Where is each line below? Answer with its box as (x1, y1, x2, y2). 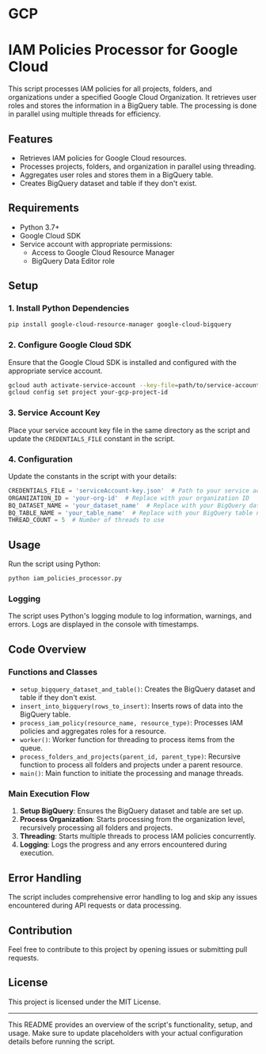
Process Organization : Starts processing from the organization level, (19, 815, 245, 824)
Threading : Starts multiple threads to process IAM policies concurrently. (19, 831, 256, 841)
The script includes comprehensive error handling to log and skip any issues (8, 892, 257, 902)
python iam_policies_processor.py (8, 575, 123, 583)
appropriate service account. (8, 366, 103, 375)
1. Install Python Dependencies (8, 303, 130, 314)
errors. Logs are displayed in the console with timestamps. (8, 619, 199, 630)
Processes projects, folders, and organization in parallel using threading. (19, 162, 256, 171)
